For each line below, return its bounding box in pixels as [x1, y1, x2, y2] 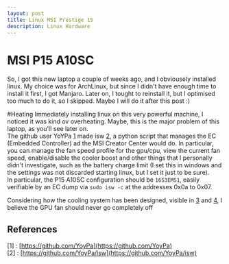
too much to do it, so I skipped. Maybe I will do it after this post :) [7, 97, 191, 105]
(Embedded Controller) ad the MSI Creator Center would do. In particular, [7, 139, 214, 147]
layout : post [7, 10, 45, 17]
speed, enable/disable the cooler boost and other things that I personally [7, 154, 213, 162]
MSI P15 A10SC [7, 52, 95, 68]
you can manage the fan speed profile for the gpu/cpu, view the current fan [7, 147, 221, 155]
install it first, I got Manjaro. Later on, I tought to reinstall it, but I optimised [7, 90, 216, 98]
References [7, 224, 58, 235]
